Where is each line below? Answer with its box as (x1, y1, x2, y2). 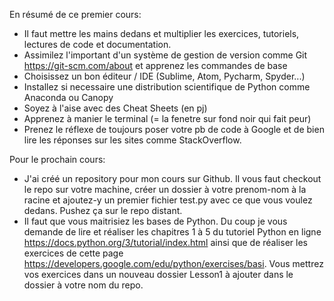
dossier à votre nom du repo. (23, 279, 144, 291)
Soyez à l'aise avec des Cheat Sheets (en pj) (23, 102, 208, 114)
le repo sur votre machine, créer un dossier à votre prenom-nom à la (23, 184, 307, 195)
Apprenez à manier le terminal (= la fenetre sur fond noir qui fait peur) (23, 113, 312, 124)
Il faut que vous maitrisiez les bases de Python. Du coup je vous (23, 215, 288, 227)
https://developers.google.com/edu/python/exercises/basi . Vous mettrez (23, 258, 324, 269)
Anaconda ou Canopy (23, 92, 114, 103)
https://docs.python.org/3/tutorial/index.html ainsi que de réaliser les (23, 237, 308, 248)
